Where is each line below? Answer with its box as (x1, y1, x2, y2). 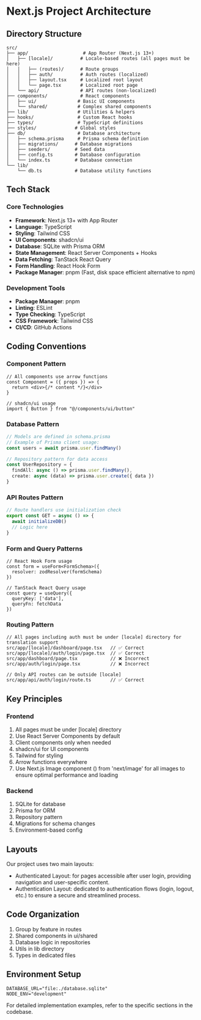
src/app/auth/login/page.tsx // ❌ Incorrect (6, 661, 150, 667)
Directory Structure (6, 29, 82, 39)
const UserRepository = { (6, 461, 72, 468)
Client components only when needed (15, 738, 111, 746)
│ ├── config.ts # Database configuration (6, 152, 141, 158)
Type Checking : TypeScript (15, 310, 86, 318)
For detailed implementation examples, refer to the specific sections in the (6, 1001, 193, 1009)
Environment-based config (15, 826, 83, 834)
